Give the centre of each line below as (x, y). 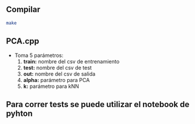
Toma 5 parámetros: (39, 55)
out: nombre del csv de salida (59, 74)
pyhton (20, 113)
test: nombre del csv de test (57, 68)
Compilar (23, 10)
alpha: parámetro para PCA (57, 80)
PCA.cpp (23, 41)
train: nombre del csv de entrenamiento (71, 61)
